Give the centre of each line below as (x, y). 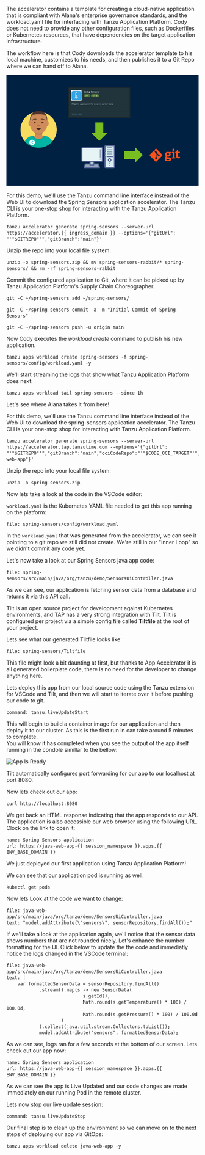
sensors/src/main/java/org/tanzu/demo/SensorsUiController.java (90, 579)
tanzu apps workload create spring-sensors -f (67, 357)
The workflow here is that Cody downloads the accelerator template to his (99, 53)
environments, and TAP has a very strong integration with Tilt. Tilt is (92, 615)
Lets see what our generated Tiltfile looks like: (64, 639)
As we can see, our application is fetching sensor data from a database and (101, 590)
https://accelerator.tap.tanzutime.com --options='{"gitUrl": (87, 447)
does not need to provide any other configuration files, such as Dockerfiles (100, 28)
